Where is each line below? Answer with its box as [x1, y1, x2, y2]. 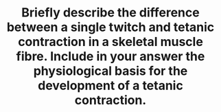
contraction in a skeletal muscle [18, 34, 203, 49]
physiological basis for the [33, 63, 188, 79]
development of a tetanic [37, 78, 184, 93]
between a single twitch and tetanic [6, 19, 215, 35]
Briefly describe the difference [21, 5, 200, 21]
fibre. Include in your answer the [16, 49, 205, 65]
